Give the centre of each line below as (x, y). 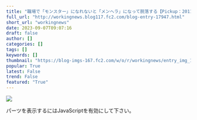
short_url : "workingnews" (38, 22)
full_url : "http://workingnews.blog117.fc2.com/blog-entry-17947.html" (95, 17)
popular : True (23, 66)
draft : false (22, 33)
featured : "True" (27, 83)
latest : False (23, 71)
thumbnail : (19, 60)
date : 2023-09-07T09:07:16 (39, 28)
